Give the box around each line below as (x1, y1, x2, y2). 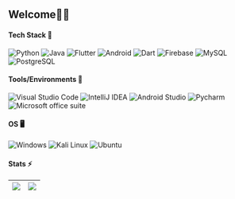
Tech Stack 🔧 (8, 29, 53, 40)
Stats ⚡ (8, 158, 33, 168)
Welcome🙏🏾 (8, 8, 70, 21)
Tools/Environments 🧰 (8, 75, 83, 84)
